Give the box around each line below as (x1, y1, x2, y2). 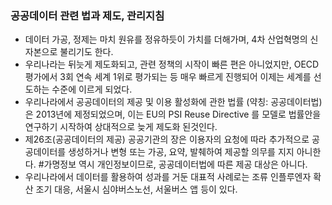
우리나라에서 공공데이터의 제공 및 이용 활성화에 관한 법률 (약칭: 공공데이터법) (24, 96, 323, 108)
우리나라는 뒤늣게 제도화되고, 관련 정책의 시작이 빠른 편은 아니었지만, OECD (24, 58, 320, 71)
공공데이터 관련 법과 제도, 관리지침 (10, 8, 165, 22)
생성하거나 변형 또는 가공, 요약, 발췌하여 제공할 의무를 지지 (68, 146, 295, 158)
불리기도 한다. (59, 46, 114, 58)
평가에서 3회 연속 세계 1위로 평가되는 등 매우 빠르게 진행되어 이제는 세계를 (24, 71, 312, 83)
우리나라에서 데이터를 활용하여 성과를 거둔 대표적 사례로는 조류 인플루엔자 (24, 171, 312, 183)
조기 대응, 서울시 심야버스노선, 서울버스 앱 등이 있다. (35, 183, 238, 196)
